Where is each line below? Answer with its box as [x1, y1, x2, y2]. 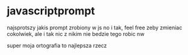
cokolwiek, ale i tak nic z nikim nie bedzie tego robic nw [7, 30, 145, 37]
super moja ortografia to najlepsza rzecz [7, 42, 108, 49]
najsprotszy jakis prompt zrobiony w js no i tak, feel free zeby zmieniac [7, 24, 183, 31]
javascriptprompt [7, 4, 96, 18]
